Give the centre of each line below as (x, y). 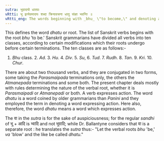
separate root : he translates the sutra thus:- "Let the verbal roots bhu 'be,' (80, 129)
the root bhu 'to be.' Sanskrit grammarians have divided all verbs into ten (78, 38)
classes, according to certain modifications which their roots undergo (75, 43)
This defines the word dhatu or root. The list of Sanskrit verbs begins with (79, 33)
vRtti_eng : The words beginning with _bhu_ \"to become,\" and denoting (81, 19)
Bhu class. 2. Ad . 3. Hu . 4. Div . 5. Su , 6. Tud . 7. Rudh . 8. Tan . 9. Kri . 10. (82, 58)
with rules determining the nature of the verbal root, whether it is (70, 88)
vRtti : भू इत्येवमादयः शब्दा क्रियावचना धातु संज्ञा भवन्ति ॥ (49, 14)
